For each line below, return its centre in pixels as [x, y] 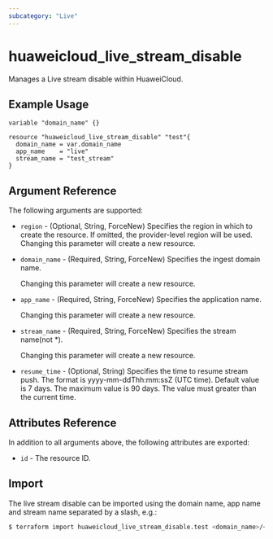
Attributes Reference [63, 423]
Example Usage [49, 104]
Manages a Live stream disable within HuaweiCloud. [96, 79]
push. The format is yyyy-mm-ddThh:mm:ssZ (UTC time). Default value [140, 380]
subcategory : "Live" [43, 16]
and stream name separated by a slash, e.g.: [82, 512]
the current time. [48, 397]
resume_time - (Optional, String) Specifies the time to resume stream [134, 371]
